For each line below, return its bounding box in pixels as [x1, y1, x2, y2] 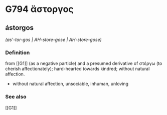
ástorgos [5, 23, 34, 32]
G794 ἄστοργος [5, 3, 74, 15]
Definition [5, 49, 30, 56]
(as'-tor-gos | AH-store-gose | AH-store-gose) [5, 36, 102, 42]
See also [5, 93, 27, 100]
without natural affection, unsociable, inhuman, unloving [12, 81, 129, 87]
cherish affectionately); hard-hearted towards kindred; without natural [5, 66, 150, 72]
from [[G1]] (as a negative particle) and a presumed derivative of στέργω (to [5, 60, 162, 66]
